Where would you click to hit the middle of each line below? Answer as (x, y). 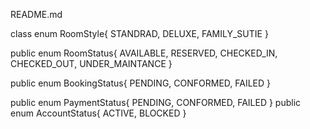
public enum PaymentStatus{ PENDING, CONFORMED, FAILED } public (156, 102)
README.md (36, 14)
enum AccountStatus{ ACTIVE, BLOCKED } (98, 113)
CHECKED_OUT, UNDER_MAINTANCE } (91, 63)
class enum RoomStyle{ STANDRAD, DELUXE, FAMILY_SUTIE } (139, 33)
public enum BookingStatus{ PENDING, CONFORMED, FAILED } (141, 83)
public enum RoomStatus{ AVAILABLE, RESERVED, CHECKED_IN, (144, 53)
